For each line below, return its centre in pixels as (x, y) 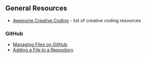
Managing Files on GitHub (40, 44)
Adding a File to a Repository (43, 50)
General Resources (36, 8)
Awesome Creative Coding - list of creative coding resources (77, 20)
